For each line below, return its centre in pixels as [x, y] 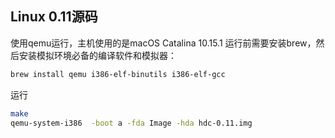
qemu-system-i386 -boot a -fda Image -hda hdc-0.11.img [131, 123]
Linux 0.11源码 [54, 17]
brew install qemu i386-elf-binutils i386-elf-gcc [118, 74]
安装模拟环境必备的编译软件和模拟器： [97, 55]
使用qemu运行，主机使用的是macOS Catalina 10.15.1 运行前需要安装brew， [163, 43]
